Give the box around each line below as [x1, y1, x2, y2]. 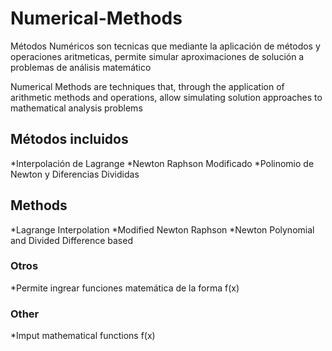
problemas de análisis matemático [10, 61, 152, 73]
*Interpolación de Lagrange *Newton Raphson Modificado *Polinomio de [10, 157, 315, 169]
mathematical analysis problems [10, 102, 143, 114]
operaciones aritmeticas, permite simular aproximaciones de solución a [10, 50, 305, 62]
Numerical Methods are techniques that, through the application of [10, 80, 285, 92]
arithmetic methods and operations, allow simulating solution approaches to [10, 91, 323, 103]
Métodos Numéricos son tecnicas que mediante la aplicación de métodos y [10, 40, 321, 52]
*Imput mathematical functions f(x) [10, 330, 156, 342]
